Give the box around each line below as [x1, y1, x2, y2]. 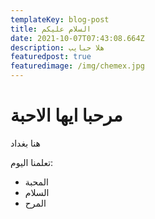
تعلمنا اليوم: [10, 156, 54, 168]
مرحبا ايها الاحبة [10, 104, 123, 127]
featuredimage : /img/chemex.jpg [10, 61, 145, 71]
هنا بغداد [10, 137, 41, 149]
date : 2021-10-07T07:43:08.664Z [10, 33, 145, 43]
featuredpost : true [10, 52, 92, 62]
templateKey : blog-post [10, 14, 110, 25]
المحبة [24, 176, 49, 188]
